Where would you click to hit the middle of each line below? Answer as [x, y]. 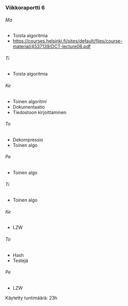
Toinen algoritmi [30, 101]
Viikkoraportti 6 [25, 8]
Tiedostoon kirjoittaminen [40, 112]
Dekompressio [28, 140]
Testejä [20, 260]
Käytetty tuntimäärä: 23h [31, 298]
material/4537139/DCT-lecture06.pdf [52, 46]
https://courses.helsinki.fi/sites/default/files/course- [68, 41]
